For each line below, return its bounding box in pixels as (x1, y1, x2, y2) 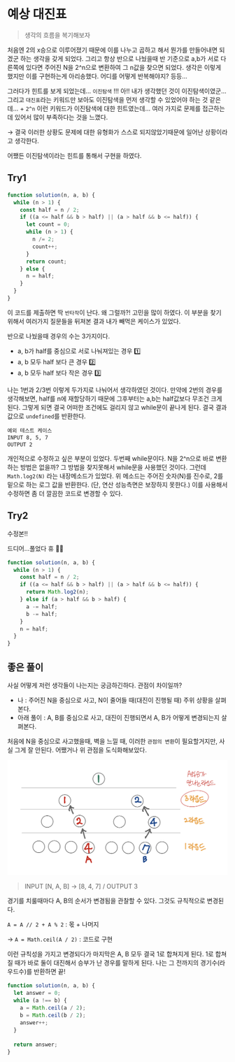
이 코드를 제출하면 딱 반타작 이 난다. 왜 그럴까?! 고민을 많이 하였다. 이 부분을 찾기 (7, 308, 222, 317)
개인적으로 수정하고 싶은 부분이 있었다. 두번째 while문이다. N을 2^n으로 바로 (7, 454, 215, 462)
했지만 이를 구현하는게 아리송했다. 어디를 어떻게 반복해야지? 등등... (7, 71, 187, 80)
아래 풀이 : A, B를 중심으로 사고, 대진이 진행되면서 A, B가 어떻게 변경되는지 (17, 714, 220, 722)
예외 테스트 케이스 (7, 427, 52, 434)
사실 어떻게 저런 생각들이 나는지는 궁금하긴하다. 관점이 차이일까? (7, 681, 183, 689)
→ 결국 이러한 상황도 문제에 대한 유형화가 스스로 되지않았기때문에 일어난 (7, 127, 204, 136)
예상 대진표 (7, 6, 67, 22)
